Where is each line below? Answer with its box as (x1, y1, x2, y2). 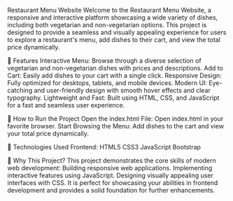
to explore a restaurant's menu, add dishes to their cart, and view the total (7, 36, 220, 44)
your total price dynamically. (7, 129, 90, 137)
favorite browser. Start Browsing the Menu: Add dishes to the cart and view (7, 122, 225, 130)
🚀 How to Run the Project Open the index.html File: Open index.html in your (7, 114, 224, 123)
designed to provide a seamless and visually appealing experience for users (7, 28, 227, 36)
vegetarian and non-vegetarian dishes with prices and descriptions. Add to (7, 64, 224, 72)
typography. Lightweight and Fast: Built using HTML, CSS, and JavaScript (7, 94, 220, 102)
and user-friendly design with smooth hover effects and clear (34, 87, 211, 94)
